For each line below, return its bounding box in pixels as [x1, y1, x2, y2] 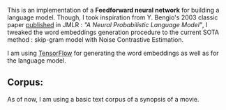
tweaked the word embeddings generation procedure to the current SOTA [7, 28, 220, 36]
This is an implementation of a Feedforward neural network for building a [7, 6, 220, 14]
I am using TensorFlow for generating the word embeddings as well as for [7, 49, 219, 57]
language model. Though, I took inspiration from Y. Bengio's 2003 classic [7, 13, 218, 22]
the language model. [7, 56, 66, 65]
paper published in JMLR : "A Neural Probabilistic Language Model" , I [7, 21, 208, 29]
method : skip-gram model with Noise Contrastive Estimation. [7, 36, 183, 44]
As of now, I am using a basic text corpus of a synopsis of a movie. [7, 95, 199, 103]
